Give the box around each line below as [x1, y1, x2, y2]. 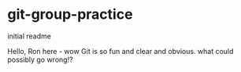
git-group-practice [7, 5, 133, 23]
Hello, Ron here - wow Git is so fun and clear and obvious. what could [7, 46, 234, 56]
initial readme [7, 31, 52, 41]
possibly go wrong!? [7, 55, 73, 64]
